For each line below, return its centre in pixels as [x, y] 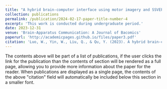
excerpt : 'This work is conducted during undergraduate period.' [74, 23]
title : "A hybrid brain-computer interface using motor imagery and [78, 10]
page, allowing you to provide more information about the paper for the [78, 66]
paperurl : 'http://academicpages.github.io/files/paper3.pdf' [71, 38]
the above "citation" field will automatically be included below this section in [83, 77]
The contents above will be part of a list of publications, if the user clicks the [83, 56]
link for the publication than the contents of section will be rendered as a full [83, 61]
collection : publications [32, 14]
